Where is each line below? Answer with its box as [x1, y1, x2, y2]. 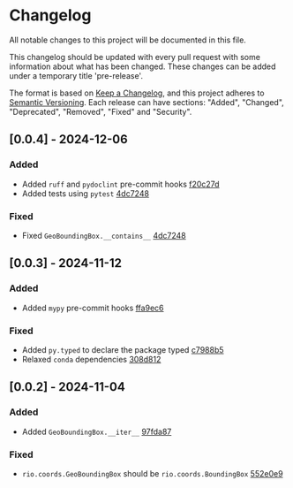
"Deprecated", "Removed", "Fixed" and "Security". [9, 106, 192, 117]
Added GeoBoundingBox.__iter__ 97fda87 [21, 426, 172, 437]
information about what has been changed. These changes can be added [9, 61, 276, 72]
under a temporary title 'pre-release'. [9, 70, 144, 80]
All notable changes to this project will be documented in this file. [9, 34, 247, 45]
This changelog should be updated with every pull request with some [9, 51, 260, 62]
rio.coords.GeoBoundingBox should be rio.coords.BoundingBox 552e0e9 [21, 468, 284, 478]
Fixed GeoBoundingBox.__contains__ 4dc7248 [21, 230, 187, 240]
